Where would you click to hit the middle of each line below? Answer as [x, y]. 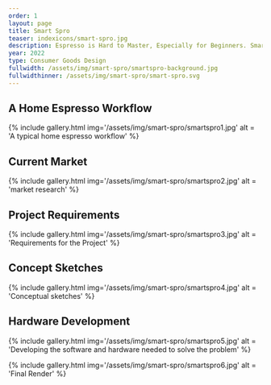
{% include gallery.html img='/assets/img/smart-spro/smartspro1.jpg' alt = [132, 128]
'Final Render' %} [38, 373]
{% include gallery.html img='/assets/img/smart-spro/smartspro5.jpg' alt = [132, 341]
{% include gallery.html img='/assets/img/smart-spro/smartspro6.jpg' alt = [132, 365]
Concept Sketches [56, 268]
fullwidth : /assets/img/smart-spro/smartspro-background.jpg [113, 68]
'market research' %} [44, 189]
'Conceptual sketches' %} [52, 296]
